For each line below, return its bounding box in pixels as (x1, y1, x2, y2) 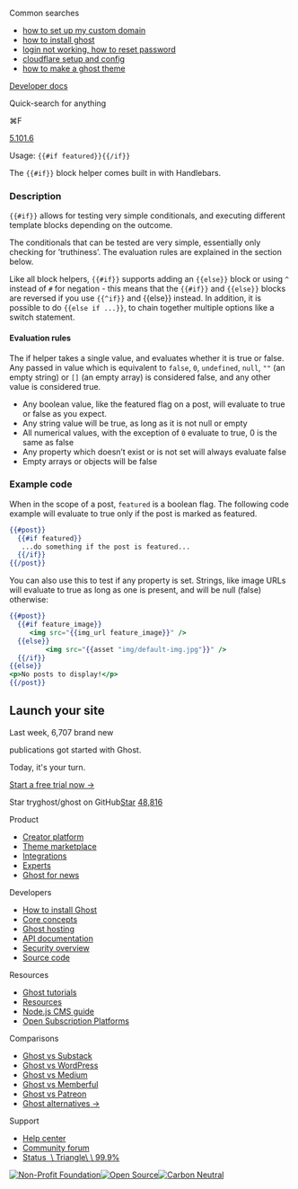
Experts (22, 859, 51, 870)
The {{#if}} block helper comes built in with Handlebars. (9, 168, 222, 178)
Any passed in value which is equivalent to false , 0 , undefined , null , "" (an (9, 362, 285, 373)
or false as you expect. (22, 408, 108, 418)
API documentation (22, 933, 94, 944)
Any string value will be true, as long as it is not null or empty (22, 418, 249, 428)
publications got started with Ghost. (9, 744, 142, 755)
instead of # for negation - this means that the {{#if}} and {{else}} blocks (9, 283, 286, 295)
